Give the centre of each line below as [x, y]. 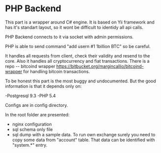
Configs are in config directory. [37, 105]
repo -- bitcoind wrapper [30, 66]
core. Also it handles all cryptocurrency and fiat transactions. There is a [77, 61]
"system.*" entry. [30, 145]
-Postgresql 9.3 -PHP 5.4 [30, 96]
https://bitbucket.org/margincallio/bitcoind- [100, 66]
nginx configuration [32, 124]
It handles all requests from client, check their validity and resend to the [78, 56]
